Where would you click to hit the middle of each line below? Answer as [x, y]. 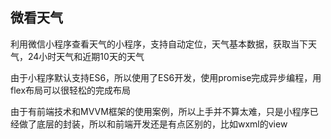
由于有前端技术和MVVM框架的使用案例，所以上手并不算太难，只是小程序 [160, 111]
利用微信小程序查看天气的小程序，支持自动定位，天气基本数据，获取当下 [159, 44]
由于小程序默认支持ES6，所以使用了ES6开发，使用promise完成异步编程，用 [166, 77]
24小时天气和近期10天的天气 [86, 56]
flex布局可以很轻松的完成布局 [71, 90]
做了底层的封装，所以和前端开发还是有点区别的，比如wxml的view [153, 124]
